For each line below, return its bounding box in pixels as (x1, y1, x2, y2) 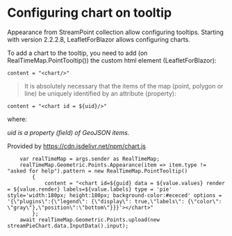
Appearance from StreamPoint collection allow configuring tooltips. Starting (7, 28, 224, 36)
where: (7, 115, 28, 123)
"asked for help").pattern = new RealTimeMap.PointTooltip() (7, 167, 188, 175)
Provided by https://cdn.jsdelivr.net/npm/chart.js (7, 141, 146, 150)
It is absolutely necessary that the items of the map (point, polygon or (24, 81, 224, 90)
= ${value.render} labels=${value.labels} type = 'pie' (7, 186, 172, 193)
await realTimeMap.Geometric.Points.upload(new (19, 216, 160, 223)
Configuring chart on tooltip (7, 5, 172, 21)
